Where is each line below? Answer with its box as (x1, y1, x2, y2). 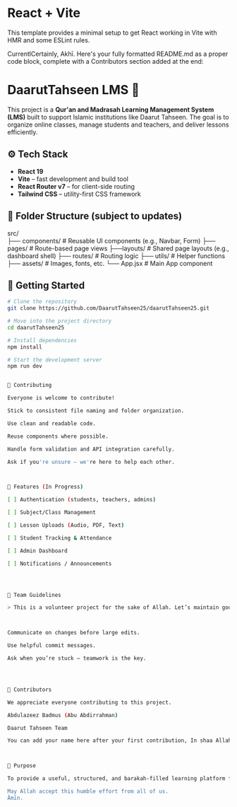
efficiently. (7, 127, 38, 136)
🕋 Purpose (7, 762, 37, 770)
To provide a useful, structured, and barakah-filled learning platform (7, 775, 226, 782)
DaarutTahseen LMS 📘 (7, 82, 140, 98)
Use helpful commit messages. (7, 642, 97, 649)
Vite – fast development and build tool (17, 175, 129, 183)
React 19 (17, 167, 44, 175)
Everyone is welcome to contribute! (7, 395, 115, 402)
